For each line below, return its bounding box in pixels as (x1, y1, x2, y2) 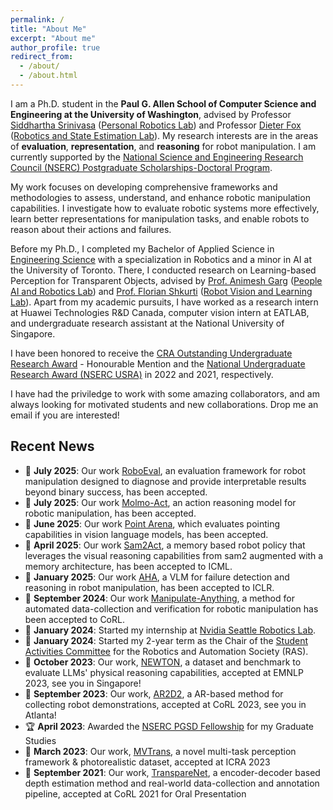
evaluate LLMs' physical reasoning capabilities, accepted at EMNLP (24, 666, 304, 678)
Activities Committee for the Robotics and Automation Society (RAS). (24, 645, 309, 657)
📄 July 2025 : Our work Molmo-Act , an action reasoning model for (24, 496, 297, 508)
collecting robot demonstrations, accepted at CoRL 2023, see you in (24, 698, 307, 710)
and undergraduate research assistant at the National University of (10, 317, 285, 329)
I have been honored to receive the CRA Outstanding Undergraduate (10, 347, 293, 359)
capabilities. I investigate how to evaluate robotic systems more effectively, (10, 202, 320, 214)
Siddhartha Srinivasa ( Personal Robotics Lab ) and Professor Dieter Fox (10, 119, 302, 131)
